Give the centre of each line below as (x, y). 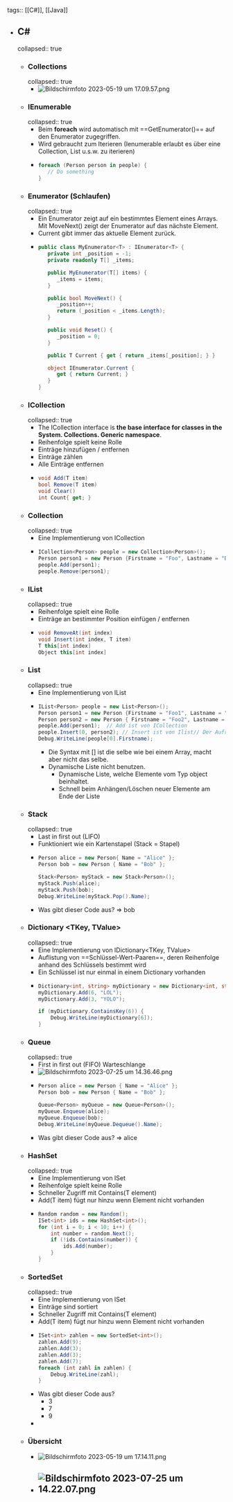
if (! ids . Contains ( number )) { (94, 1240)
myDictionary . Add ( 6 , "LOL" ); (80, 992)
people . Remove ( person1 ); (74, 571)
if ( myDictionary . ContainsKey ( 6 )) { (91, 1012)
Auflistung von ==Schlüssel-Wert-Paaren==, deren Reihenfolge (129, 957)
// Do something (71, 172)
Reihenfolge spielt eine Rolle (78, 611)
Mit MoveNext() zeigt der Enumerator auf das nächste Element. (128, 226)
